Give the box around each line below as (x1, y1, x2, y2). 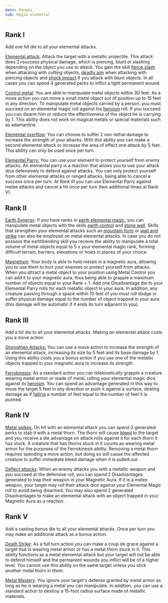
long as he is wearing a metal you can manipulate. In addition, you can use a (5, 582, 163, 588)
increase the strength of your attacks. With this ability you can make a (5, 137, 149, 143)
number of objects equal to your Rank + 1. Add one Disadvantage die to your (5, 280, 163, 286)
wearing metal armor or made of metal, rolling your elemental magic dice (5, 375, 155, 381)
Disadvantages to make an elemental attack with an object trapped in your (5, 492, 159, 499)
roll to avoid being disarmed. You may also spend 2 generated (5, 487, 133, 493)
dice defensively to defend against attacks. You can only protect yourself (5, 168, 156, 174)
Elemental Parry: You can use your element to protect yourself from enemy (5, 157, 160, 163)
